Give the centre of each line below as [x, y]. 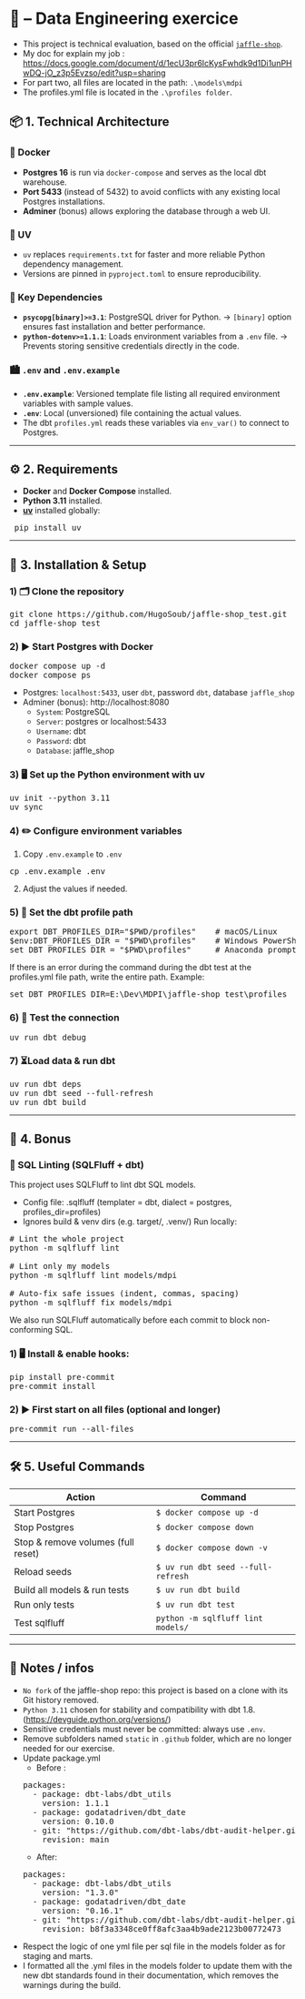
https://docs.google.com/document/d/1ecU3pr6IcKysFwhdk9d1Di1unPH [157, 63]
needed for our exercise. [69, 1748]
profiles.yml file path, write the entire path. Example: [107, 977]
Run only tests [44, 1604]
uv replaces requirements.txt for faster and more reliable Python [144, 254]
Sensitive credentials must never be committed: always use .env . [144, 1729]
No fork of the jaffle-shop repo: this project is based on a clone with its [155, 1690]
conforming [31, 1330]
